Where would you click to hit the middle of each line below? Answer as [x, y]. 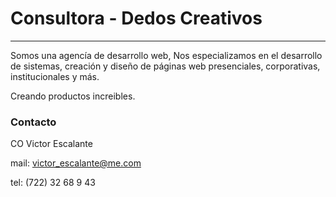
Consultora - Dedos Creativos [136, 18]
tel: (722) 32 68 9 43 [53, 183]
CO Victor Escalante [51, 144]
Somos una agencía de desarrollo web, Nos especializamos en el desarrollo [166, 55]
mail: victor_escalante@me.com [76, 163]
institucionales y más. [55, 76]
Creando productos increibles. [73, 96]
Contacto [33, 122]
